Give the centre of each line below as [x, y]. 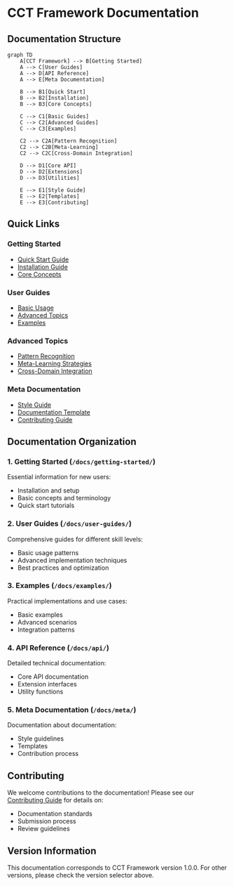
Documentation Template [54, 412]
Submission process [47, 821]
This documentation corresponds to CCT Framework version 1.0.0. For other [117, 868]
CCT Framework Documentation [103, 13]
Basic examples [40, 614]
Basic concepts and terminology [64, 498]
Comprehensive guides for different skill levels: [75, 539]
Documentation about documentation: [62, 725]
